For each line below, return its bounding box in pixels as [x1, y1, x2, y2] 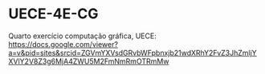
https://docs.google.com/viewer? [8, 39, 119, 49]
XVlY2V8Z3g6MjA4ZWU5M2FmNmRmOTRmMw [8, 56, 169, 66]
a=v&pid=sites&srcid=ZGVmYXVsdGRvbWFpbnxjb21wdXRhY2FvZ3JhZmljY [8, 48, 257, 57]
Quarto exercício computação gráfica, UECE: [8, 31, 157, 41]
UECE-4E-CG [8, 5, 99, 23]
